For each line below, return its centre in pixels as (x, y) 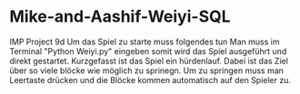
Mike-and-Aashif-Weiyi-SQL (120, 17)
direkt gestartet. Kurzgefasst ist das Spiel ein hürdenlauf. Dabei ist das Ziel (149, 61)
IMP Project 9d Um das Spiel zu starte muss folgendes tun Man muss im (145, 42)
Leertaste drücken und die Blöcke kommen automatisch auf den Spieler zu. (150, 80)
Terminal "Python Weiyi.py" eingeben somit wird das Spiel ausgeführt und (148, 51)
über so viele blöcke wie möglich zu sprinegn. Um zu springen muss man (147, 70)
